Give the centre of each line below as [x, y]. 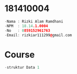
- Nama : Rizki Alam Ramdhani [34, 21]
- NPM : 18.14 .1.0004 [26, 26]
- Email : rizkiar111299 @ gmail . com [38, 35]
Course [20, 55]
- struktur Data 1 [22, 68]
